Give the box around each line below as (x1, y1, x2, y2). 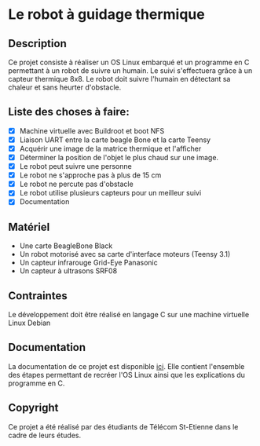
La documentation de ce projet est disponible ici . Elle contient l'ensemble (8, 361, 245, 371)
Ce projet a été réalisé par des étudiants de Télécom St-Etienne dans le (8, 422, 239, 431)
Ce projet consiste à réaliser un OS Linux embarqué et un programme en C (8, 57, 250, 67)
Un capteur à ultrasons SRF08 (19, 266, 118, 276)
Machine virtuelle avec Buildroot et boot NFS (19, 126, 165, 135)
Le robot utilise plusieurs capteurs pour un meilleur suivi (19, 188, 202, 198)
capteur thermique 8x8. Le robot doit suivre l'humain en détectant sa (8, 75, 231, 83)
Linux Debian (8, 318, 51, 327)
